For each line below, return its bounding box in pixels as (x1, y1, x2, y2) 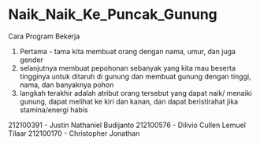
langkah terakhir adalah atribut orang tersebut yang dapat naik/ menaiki (19, 88, 252, 97)
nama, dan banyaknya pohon (19, 80, 114, 89)
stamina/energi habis (19, 104, 88, 115)
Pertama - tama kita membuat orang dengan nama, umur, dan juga (19, 46, 236, 56)
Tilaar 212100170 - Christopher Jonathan (8, 128, 140, 138)
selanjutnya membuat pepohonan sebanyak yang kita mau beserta (19, 63, 236, 72)
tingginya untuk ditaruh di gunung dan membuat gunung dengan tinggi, (19, 71, 251, 81)
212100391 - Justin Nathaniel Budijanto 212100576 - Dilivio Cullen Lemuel (8, 120, 247, 130)
